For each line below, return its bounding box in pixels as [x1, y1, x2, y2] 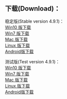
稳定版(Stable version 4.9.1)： [5, 18, 64, 24]
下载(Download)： [5, 4, 61, 13]
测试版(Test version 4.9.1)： [5, 58, 60, 64]
